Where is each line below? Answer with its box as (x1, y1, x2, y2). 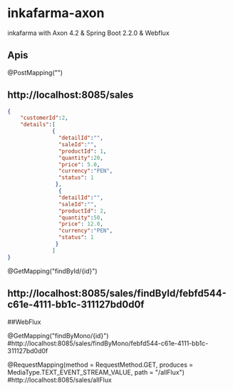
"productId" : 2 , (58, 207, 107, 215)
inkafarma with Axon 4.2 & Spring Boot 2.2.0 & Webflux (7, 29, 170, 37)
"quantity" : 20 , (58, 154, 103, 161)
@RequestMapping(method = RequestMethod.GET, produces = (7, 360, 194, 369)
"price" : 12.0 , (58, 220, 103, 228)
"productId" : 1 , (58, 148, 107, 155)
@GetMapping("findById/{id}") (7, 266, 98, 275)
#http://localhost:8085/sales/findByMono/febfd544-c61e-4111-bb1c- (7, 339, 209, 347)
